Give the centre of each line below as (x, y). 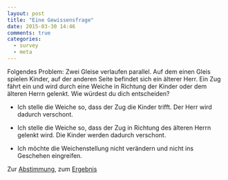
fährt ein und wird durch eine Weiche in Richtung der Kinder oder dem (107, 86)
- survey (26, 46)
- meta (23, 52)
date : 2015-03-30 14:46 (41, 26)
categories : (24, 39)
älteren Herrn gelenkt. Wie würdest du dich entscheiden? (88, 93)
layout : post (26, 13)
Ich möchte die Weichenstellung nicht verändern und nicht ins (105, 148)
